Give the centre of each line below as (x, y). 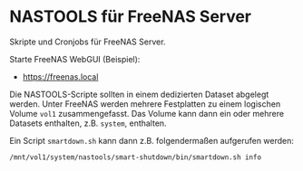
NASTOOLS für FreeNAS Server (131, 17)
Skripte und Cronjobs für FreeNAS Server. (88, 42)
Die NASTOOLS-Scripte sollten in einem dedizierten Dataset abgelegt (139, 94)
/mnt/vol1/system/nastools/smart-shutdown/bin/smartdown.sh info (135, 157)
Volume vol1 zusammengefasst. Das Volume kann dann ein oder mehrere (147, 113)
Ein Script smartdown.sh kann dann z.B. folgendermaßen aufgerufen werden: (152, 140)
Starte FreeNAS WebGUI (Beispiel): (75, 59)
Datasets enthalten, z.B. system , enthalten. (88, 123)
